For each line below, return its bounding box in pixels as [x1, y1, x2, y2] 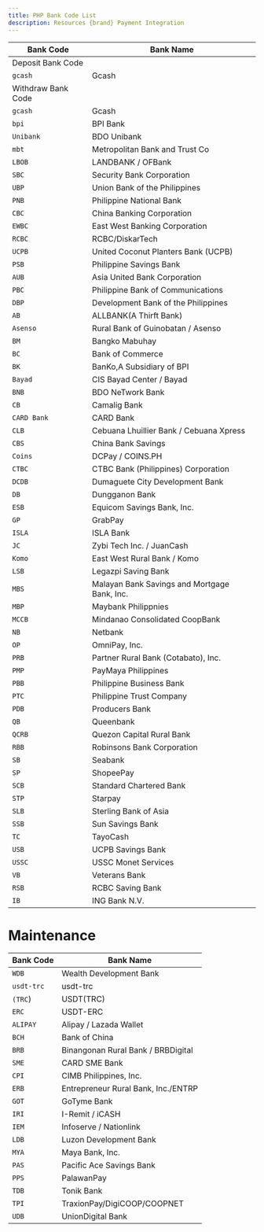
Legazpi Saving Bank [91, 566, 170, 577]
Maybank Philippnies [91, 601, 169, 612]
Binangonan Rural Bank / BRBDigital [61, 1045, 194, 1056]
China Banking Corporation [91, 208, 192, 219]
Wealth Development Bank [61, 968, 159, 979]
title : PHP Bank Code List [8, 11, 97, 20]
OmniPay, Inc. [91, 639, 143, 650]
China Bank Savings [91, 437, 166, 448]
